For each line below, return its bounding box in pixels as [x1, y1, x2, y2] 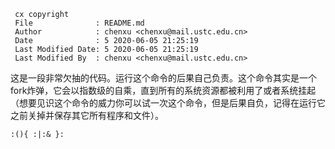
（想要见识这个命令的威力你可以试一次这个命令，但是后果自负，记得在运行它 [10, 97, 326, 109]
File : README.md [14, 18, 145, 28]
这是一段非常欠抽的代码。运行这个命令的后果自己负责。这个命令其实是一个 [10, 72, 317, 84]
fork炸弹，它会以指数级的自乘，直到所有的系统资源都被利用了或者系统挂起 [10, 85, 317, 96]
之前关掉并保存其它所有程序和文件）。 [10, 110, 164, 121]
